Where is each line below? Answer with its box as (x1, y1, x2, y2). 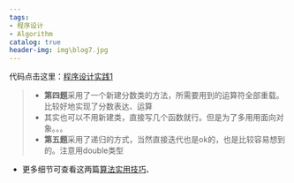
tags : (9, 12, 29, 22)
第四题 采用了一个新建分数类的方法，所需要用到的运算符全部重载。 (43, 90, 284, 101)
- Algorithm (9, 29, 53, 38)
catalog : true (9, 37, 62, 47)
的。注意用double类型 (43, 145, 124, 156)
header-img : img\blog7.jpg (9, 46, 109, 55)
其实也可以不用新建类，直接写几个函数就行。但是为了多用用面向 (43, 112, 276, 123)
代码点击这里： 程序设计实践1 (9, 72, 113, 82)
